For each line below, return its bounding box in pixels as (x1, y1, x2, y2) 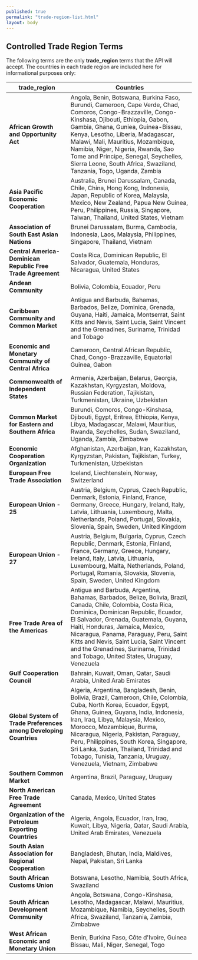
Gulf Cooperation (9, 669, 59, 677)
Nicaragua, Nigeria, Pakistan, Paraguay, (70, 730, 180, 739)
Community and (9, 315, 55, 323)
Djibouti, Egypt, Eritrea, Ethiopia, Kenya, (70, 413, 180, 421)
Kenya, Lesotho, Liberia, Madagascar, (70, 130, 175, 138)
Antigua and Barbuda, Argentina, (70, 586, 161, 594)
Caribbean (9, 307, 39, 315)
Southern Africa (9, 428, 55, 436)
